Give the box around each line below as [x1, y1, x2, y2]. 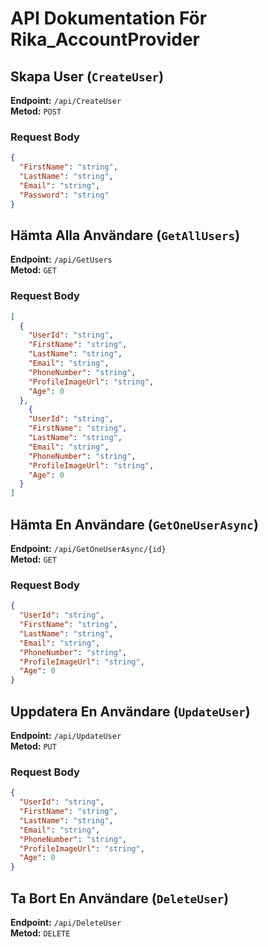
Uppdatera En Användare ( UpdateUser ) [10, 703, 251, 720]
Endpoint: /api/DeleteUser [10, 916, 122, 928]
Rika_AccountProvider [10, 28, 201, 51]
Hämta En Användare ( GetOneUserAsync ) [10, 516, 259, 533]
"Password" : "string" [19, 190, 110, 200]
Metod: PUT [10, 740, 57, 752]
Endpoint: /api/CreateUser [10, 95, 122, 106]
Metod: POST [10, 105, 62, 117]
